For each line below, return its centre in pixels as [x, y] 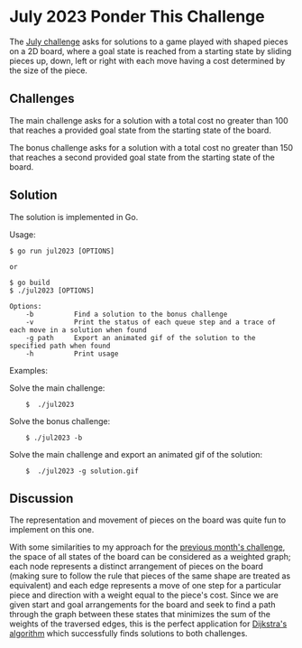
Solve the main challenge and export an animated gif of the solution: [136, 454]
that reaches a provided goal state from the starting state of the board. [141, 130]
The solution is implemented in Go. [74, 217]
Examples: [28, 370]
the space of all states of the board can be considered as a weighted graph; [150, 557]
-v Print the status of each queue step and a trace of [151, 322]
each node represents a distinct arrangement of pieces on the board [137, 567]
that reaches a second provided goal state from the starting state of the [142, 157]
